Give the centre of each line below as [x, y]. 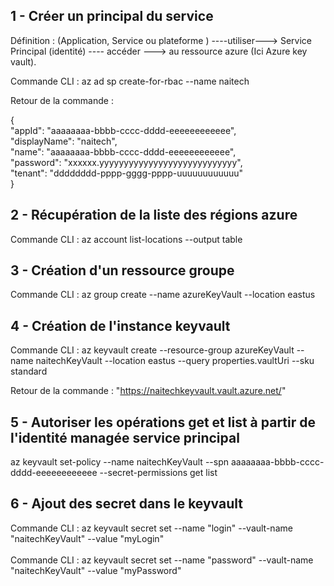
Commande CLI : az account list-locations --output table [126, 239]
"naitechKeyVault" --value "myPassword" [96, 570]
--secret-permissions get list [158, 473]
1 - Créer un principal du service [112, 16]
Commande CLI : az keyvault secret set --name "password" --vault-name [162, 560]
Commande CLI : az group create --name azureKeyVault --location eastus [163, 295]
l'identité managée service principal [125, 437]
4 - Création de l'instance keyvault [120, 325]
